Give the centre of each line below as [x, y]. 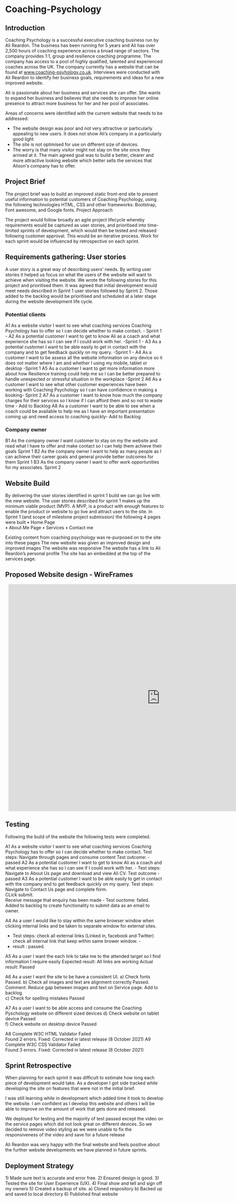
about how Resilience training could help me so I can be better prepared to [83, 373]
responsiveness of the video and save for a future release [65, 1135]
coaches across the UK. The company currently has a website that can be [82, 67]
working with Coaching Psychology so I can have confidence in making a [81, 390]
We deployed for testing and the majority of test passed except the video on [84, 1119]
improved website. [24, 83]
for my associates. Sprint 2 [33, 467]
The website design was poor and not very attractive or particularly [82, 128]
